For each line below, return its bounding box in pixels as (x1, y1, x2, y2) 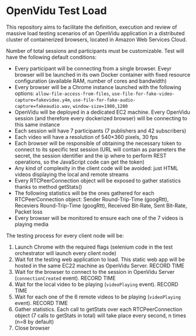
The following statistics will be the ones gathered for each (14, 189, 154, 196)
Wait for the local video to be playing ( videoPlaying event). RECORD (14, 280, 178, 288)
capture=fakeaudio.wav (14, 103, 70, 109)
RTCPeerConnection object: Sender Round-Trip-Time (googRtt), (14, 195, 169, 203)
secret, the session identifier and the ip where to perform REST (14, 152, 167, 159)
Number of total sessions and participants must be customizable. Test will (6, 47, 184, 54)
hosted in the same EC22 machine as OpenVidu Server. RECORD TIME (14, 262, 185, 269)
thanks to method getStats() (14, 183, 82, 190)
